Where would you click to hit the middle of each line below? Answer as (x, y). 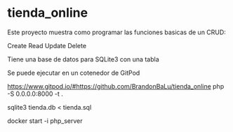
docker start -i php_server (45, 121)
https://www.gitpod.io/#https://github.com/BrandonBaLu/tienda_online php (116, 86)
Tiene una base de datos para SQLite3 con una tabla (83, 59)
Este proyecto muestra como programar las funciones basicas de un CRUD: (116, 32)
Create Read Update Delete (47, 45)
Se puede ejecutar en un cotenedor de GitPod (74, 73)
